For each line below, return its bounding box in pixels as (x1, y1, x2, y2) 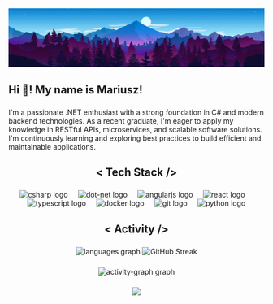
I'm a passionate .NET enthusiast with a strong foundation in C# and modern (8, 107, 264, 117)
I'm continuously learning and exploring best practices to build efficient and (8, 133, 262, 143)
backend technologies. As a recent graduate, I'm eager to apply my (8, 115, 234, 125)
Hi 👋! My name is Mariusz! (8, 83, 143, 97)
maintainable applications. (8, 141, 96, 151)
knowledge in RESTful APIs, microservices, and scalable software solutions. (8, 124, 262, 134)
